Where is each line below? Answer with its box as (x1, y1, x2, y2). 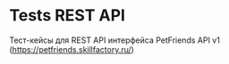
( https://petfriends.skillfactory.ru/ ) (9, 44, 134, 54)
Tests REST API (9, 5, 125, 26)
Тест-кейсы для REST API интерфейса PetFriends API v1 (9, 35, 221, 45)
